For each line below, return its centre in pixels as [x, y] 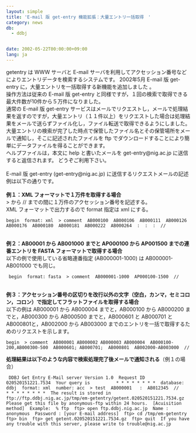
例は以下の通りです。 [32, 181]
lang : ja [17, 55]
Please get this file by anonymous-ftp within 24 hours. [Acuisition [94, 403]
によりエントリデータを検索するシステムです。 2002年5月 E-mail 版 [87, 79]
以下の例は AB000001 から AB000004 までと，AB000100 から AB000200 [95, 309]
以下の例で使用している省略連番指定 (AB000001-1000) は [75, 258]
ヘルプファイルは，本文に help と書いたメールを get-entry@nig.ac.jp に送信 [97, 153]
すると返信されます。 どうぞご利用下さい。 [58, 160]
